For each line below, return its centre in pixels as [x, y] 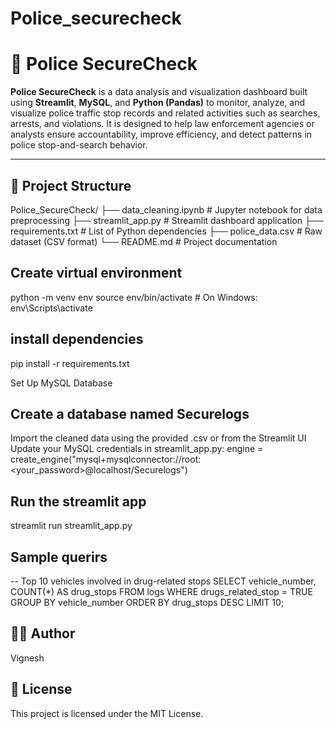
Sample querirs [59, 557]
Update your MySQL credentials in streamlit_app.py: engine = [137, 449]
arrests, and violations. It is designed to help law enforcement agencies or [162, 124]
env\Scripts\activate [51, 308]
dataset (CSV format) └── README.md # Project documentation [144, 241]
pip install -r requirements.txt [70, 363]
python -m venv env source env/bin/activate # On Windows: [134, 297]
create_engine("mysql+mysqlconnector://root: [106, 459]
